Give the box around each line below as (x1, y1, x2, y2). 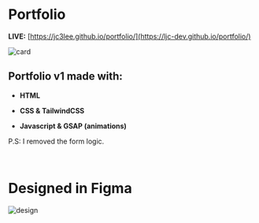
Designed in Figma (8, 179, 132, 197)
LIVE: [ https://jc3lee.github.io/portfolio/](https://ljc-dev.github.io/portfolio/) (8, 32, 251, 41)
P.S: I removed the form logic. (8, 136, 105, 146)
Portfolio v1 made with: (8, 69, 124, 84)
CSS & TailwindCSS (19, 106, 85, 115)
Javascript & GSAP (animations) (19, 121, 128, 131)
